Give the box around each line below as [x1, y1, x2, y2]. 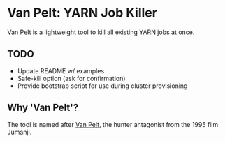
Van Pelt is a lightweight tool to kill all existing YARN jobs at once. [7, 28, 195, 36]
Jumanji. [7, 128, 32, 136]
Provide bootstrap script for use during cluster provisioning [17, 82, 188, 90]
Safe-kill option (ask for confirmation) [17, 74, 126, 82]
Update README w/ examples [17, 66, 105, 75]
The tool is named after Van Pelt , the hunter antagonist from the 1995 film [7, 120, 219, 128]
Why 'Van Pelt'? [7, 102, 79, 114]
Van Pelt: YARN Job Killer [7, 5, 157, 21]
